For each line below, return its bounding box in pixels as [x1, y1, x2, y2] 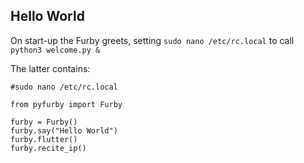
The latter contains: [10, 62, 91, 74]
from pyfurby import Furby [10, 99, 123, 109]
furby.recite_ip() [10, 143, 87, 153]
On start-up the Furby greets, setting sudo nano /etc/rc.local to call [10, 34, 295, 46]
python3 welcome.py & [10, 45, 101, 55]
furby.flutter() [10, 134, 78, 144]
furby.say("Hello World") [10, 125, 118, 136]
